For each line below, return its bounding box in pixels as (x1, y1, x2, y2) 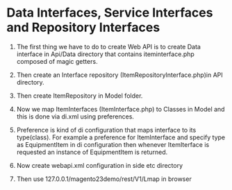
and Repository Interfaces (6, 19, 160, 35)
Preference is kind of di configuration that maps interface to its (16, 126, 197, 134)
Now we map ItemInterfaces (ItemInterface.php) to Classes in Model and (16, 105, 225, 113)
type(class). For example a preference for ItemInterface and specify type (16, 133, 226, 141)
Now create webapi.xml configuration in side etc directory (16, 161, 183, 169)
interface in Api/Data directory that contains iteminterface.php (16, 50, 195, 58)
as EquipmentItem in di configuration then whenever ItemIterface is (16, 140, 210, 148)
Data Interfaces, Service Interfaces (6, 5, 213, 21)
